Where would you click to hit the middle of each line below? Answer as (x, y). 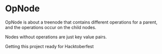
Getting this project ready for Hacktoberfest (49, 46)
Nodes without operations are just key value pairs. (56, 37)
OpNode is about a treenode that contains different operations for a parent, (81, 22)
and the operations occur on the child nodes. (51, 27)
